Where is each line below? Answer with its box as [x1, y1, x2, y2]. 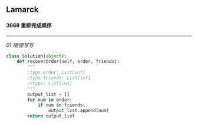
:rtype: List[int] [27, 80, 72, 86]
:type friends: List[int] [27, 75, 91, 81]
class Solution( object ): [6, 53, 67, 59]
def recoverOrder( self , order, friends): [16, 59, 120, 65]
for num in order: [27, 97, 72, 103]
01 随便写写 [6, 41, 34, 49]
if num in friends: [37, 102, 85, 108]
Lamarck [6, 5, 39, 15]
